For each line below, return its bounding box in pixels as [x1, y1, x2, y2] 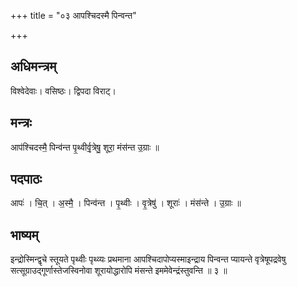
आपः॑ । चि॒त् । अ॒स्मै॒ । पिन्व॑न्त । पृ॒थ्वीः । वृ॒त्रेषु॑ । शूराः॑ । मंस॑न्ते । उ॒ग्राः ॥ [10, 197, 242, 209]
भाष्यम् [10, 226, 39, 244]
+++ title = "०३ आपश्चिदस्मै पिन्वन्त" [10, 10, 137, 21]
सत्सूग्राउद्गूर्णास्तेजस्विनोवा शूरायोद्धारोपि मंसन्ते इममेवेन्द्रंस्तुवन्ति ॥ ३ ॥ [10, 265, 228, 277]
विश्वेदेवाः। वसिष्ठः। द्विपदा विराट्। [10, 85, 117, 97]
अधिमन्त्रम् [10, 58, 57, 75]
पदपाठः [10, 171, 43, 188]
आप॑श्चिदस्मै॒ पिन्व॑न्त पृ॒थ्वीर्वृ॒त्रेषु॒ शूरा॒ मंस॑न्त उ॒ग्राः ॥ [10, 141, 160, 153]
